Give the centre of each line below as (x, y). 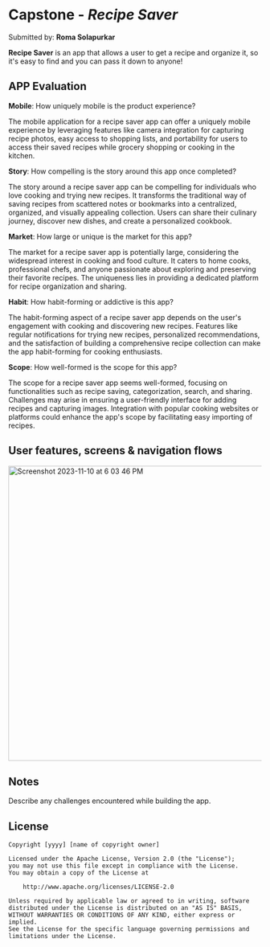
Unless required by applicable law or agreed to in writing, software (129, 901)
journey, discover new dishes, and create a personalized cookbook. (120, 221)
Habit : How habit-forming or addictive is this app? (91, 301)
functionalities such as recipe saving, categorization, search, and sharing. (131, 391)
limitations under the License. (62, 937)
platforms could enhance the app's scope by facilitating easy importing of (131, 416)
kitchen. (22, 155)
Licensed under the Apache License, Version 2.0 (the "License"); (122, 859)
